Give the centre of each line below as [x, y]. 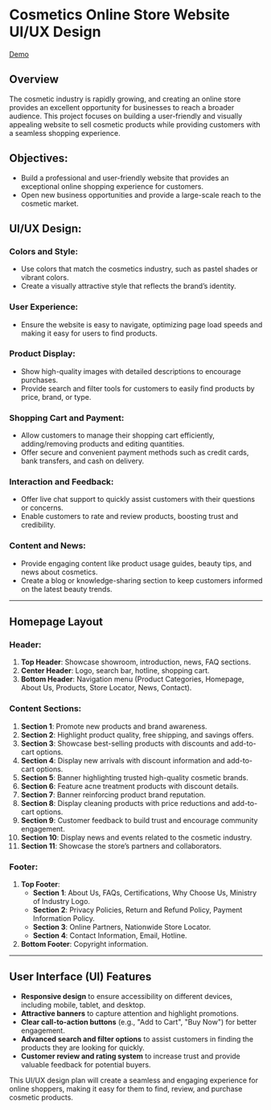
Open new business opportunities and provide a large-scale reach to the [141, 195]
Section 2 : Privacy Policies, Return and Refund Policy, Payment [138, 910]
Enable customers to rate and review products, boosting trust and [129, 516]
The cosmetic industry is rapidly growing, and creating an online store [125, 99]
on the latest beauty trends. [66, 589]
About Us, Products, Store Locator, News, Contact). [106, 688]
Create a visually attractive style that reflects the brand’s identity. [128, 286]
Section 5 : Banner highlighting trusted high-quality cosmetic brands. [134, 777]
